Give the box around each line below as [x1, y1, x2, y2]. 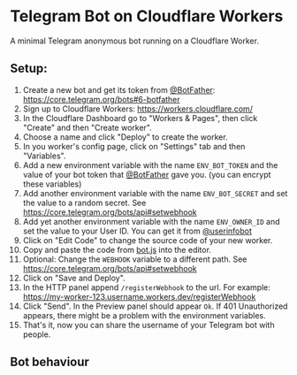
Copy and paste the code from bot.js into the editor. [22, 244, 211, 255]
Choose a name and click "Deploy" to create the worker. [22, 131, 228, 142]
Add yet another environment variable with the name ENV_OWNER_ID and [22, 216, 281, 226]
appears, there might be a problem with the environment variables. [22, 310, 266, 320]
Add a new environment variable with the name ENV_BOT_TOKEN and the [22, 159, 278, 170]
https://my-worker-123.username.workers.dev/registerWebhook [22, 291, 256, 302]
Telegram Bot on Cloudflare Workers [10, 6, 284, 27]
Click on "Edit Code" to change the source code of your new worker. [22, 234, 273, 245]
